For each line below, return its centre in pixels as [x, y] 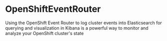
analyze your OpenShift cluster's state [44, 33]
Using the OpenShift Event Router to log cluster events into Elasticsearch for [84, 23]
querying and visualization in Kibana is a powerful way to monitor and [77, 28]
